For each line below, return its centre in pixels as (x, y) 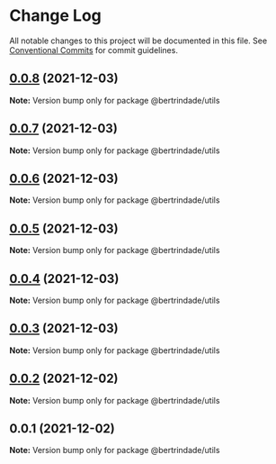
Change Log (55, 16)
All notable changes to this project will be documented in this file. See (138, 41)
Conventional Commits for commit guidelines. (93, 50)
